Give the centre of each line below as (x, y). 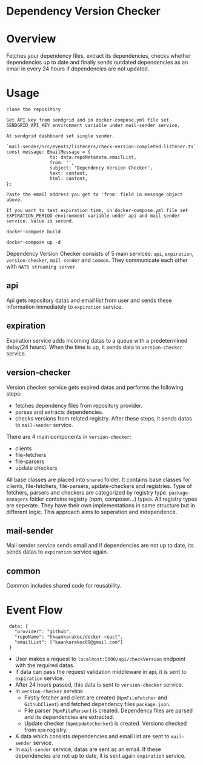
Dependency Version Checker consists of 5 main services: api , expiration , (100, 254)
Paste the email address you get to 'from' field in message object (95, 195)
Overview (31, 39)
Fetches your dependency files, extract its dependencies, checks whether (99, 56)
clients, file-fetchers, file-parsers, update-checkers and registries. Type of (99, 486)
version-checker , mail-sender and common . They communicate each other (97, 260)
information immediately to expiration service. (65, 307)
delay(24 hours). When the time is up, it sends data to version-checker (95, 347)
